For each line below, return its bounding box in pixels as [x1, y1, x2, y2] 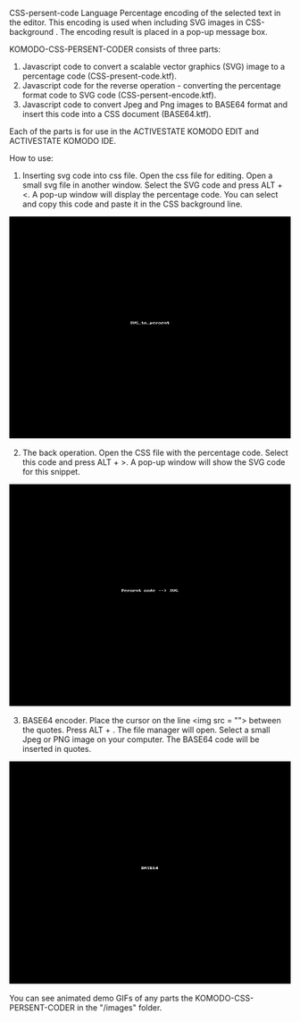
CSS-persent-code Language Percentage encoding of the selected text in [9, 8, 281, 18]
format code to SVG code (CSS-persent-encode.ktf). [21, 89, 217, 100]
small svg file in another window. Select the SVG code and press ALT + [21, 180, 283, 190]
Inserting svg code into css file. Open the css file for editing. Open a [21, 170, 273, 181]
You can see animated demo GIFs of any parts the [9, 992, 194, 1003]
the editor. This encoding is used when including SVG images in [9, 17, 244, 28]
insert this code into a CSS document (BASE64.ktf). [21, 109, 212, 119]
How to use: [9, 153, 54, 164]
